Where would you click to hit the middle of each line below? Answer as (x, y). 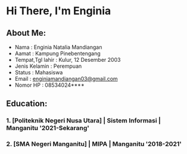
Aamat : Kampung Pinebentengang (58, 54)
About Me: (26, 33)
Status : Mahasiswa (39, 72)
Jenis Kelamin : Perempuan (48, 66)
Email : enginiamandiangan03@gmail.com (66, 79)
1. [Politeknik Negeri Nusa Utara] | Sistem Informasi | (83, 121)
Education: (27, 104)
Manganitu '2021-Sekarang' (48, 128)
